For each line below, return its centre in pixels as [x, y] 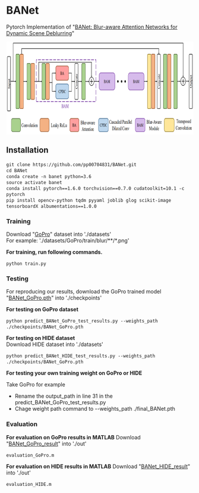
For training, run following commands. [54, 252]
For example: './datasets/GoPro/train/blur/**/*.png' [68, 241]
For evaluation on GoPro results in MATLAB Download [73, 437]
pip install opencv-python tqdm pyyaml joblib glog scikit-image [89, 200]
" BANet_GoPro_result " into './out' [47, 444]
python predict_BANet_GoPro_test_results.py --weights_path [82, 321]
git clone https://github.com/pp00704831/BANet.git [71, 164]
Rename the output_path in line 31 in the [64, 396]
